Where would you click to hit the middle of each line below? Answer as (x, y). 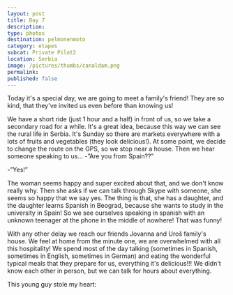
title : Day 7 (26, 20)
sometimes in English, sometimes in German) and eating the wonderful (109, 256)
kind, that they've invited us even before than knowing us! (90, 106)
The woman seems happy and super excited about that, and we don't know (115, 183)
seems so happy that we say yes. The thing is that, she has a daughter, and (115, 198)
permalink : (23, 72)
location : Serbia (32, 59)
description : (26, 27)
